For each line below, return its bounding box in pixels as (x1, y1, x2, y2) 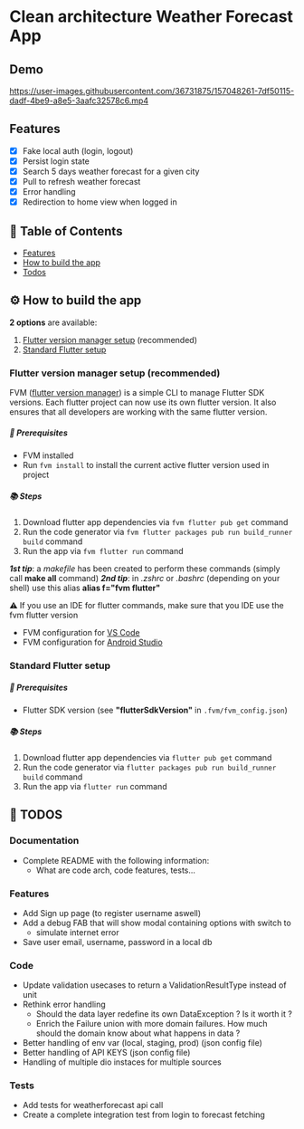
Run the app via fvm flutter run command (22, 546, 184, 557)
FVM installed (22, 450, 74, 461)
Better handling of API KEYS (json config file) (22, 1048, 191, 1058)
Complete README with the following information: (22, 855, 210, 866)
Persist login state (22, 156, 90, 167)
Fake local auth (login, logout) (22, 145, 134, 156)
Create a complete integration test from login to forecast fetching (22, 1109, 265, 1120)
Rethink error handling (22, 999, 106, 1010)
